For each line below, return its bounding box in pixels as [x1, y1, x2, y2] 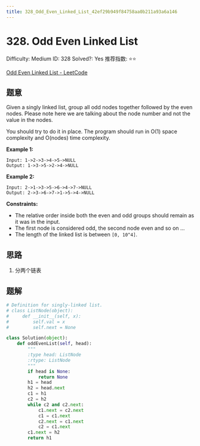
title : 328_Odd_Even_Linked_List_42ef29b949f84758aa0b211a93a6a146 [6, 8, 178, 15]
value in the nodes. [6, 116, 53, 124]
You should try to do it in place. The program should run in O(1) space [6, 128, 177, 135]
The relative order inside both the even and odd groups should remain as [14, 212, 195, 219]
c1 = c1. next [38, 413, 70, 419]
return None [38, 374, 68, 380]
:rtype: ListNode [27, 357, 70, 363]
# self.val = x [6, 319, 66, 325]
